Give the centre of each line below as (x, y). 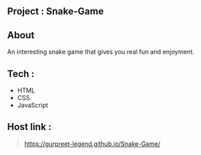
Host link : (29, 127)
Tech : (21, 73)
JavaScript (33, 105)
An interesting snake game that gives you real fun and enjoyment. (101, 52)
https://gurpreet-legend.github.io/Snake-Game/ (92, 144)
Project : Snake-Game (55, 11)
